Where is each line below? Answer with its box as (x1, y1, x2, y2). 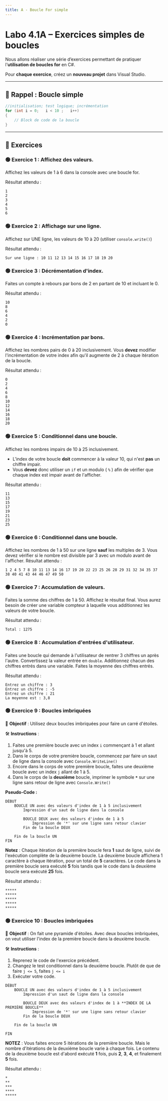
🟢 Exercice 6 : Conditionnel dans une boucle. (5, 534, 118, 541)
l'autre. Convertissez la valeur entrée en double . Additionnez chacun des (5, 657, 154, 664)
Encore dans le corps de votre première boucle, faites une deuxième (12, 763, 154, 769)
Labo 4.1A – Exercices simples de (5, 29, 145, 40)
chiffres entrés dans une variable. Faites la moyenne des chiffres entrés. (5, 663, 154, 669)
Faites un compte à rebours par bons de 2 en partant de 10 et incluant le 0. (5, 281, 159, 287)
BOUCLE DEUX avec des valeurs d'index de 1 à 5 (23, 816, 124, 821)
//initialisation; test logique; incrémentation (5, 104, 108, 109)
